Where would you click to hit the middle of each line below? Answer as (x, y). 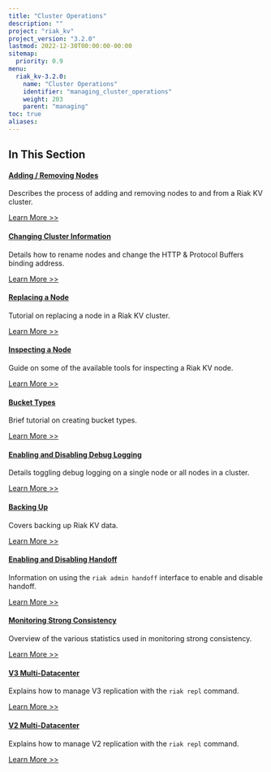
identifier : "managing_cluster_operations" (98, 91)
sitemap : (23, 54)
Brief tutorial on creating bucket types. (73, 420)
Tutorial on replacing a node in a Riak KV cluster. (89, 315)
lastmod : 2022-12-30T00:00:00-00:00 (70, 46)
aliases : (23, 122)
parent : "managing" (56, 106)
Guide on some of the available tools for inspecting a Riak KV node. (121, 368)
